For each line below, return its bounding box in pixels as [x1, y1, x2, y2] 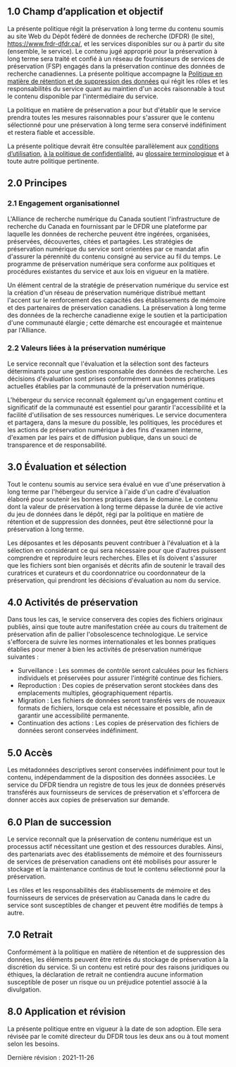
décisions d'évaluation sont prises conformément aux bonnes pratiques [7, 374, 216, 383]
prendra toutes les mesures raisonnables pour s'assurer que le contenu [7, 113, 215, 121]
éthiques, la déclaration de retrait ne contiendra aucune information [7, 970, 204, 979]
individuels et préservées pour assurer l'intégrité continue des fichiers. [17, 674, 223, 682]
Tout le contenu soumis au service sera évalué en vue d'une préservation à [7, 479, 225, 488]
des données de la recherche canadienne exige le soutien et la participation [7, 311, 228, 319]
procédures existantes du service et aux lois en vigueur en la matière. [7, 267, 209, 275]
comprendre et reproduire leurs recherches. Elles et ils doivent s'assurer [7, 554, 217, 562]
